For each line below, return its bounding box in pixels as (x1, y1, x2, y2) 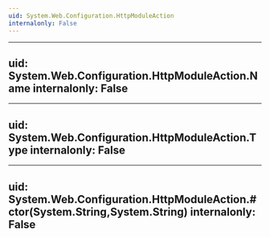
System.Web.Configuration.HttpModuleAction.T (8, 130, 257, 145)
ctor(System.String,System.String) (8, 205, 189, 219)
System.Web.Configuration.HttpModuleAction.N (8, 69, 259, 83)
